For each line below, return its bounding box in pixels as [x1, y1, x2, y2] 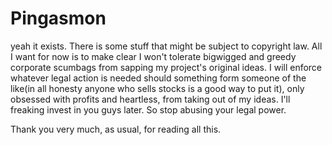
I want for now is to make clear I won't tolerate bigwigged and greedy [10, 50, 297, 62]
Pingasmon [10, 7, 107, 30]
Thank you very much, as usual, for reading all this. [10, 123, 222, 135]
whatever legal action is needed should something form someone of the [10, 72, 307, 84]
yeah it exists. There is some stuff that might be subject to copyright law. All [10, 40, 323, 52]
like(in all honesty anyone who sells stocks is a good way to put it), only [10, 82, 305, 94]
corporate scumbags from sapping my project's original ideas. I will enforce [10, 61, 323, 73]
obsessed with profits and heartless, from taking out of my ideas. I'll [10, 93, 291, 105]
